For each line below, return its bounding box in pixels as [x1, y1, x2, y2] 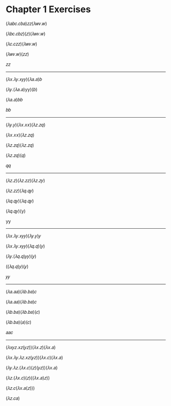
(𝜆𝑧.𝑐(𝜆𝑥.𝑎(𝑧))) [6, 385, 35, 391]
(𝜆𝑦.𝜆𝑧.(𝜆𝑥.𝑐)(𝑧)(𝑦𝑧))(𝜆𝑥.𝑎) [6, 364, 58, 370]
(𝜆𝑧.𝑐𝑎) [6, 395, 20, 401]
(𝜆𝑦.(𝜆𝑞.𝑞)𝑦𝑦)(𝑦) [6, 253, 37, 259]
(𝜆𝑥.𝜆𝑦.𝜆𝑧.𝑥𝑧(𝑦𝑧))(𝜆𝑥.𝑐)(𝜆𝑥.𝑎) [6, 354, 63, 360]
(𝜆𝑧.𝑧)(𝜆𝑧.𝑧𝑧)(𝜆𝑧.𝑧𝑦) [6, 177, 45, 183]
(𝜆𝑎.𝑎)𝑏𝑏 [6, 96, 23, 102]
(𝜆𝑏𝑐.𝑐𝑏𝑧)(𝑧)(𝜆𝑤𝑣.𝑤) [6, 31, 46, 37]
